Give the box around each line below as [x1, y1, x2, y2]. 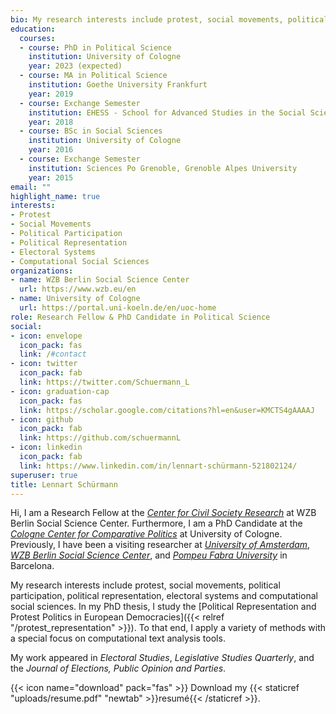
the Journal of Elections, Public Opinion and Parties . [10, 662, 227, 675]
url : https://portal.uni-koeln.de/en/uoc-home [19, 303, 217, 313]
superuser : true [10, 470, 78, 480]
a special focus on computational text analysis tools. [10, 632, 226, 645]
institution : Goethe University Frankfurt [28, 80, 208, 90]
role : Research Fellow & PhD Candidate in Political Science [10, 312, 271, 322]
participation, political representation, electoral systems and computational [10, 590, 318, 602]
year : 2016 [28, 145, 74, 155]
